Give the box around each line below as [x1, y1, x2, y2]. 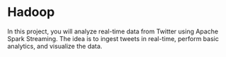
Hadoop [7, 4, 55, 20]
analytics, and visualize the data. [7, 42, 102, 50]
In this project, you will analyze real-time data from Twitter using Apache [7, 27, 219, 35]
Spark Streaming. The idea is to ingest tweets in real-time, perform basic [7, 34, 219, 42]
